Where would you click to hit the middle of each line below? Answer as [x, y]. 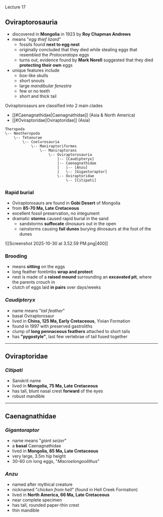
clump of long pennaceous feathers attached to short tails [71, 331]
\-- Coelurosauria [41, 142]
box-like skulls [34, 75]
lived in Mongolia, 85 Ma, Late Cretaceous [55, 451]
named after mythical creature [42, 484]
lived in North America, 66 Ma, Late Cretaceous [61, 495]
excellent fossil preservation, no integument [56, 213]
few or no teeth [34, 91]
